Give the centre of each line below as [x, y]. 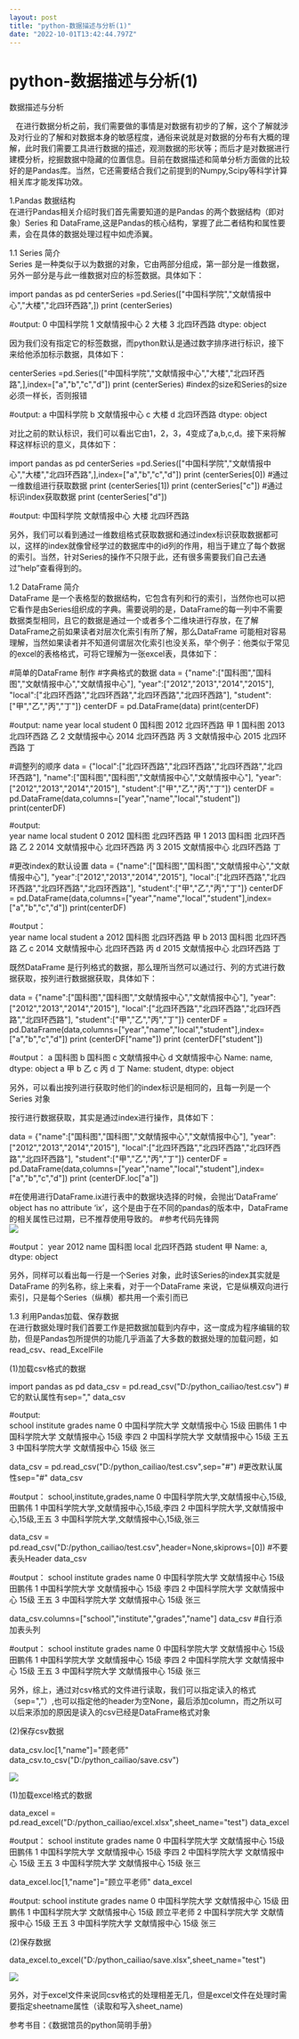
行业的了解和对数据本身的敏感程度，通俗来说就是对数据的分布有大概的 [153, 137]
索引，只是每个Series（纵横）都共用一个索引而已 [99, 1298]
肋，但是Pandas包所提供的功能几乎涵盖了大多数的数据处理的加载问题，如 [144, 1339]
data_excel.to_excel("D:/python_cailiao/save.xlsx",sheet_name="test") [137, 1960]
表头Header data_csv [48, 1559]
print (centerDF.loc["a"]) [114, 1179]
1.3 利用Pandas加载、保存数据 [64, 1317]
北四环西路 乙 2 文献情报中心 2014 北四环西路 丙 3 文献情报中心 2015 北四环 [148, 737]
